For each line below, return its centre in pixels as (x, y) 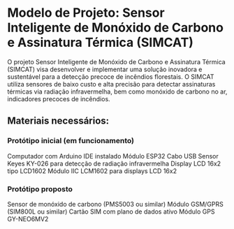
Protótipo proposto (40, 189)
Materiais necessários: (58, 121)
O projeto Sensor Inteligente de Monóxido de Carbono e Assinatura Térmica (116, 61)
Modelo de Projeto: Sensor (86, 13)
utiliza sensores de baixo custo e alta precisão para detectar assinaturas (111, 84)
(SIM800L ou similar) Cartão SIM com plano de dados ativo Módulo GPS (111, 212)
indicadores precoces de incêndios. (59, 98)
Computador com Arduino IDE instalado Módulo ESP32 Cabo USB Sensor (113, 156)
